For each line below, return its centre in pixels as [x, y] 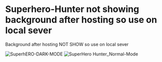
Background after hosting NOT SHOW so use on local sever [67, 44]
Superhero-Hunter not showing [72, 9]
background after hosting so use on [81, 20]
